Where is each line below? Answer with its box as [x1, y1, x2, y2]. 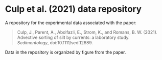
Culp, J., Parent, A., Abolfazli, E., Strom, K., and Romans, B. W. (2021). [17, 29, 158, 35]
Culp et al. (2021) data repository [5, 3, 142, 15]
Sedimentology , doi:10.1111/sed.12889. [17, 39, 93, 45]
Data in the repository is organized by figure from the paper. [5, 49, 126, 55]
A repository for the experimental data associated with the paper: [5, 20, 137, 26]
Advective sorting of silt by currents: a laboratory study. [17, 34, 130, 40]
